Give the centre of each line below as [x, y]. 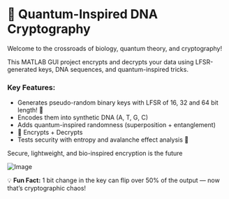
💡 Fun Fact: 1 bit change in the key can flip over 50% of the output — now [113, 180]
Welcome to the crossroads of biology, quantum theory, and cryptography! [114, 48]
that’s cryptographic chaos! [46, 189]
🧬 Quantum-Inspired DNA [83, 14]
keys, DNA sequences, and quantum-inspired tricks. [113, 69]
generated [22, 69]
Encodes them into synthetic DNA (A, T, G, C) [83, 117]
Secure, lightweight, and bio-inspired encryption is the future [95, 154]
